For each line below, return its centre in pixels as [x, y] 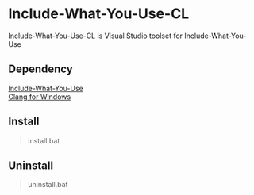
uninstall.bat [48, 185]
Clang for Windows [40, 97]
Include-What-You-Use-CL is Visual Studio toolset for [96, 36]
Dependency [40, 69]
